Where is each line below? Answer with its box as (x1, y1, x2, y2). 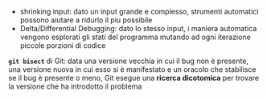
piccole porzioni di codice (19, 41, 106, 50)
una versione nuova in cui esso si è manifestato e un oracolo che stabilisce (8, 65, 257, 74)
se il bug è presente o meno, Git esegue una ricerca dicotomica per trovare (8, 73, 260, 82)
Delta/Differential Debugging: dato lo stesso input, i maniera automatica (19, 24, 257, 33)
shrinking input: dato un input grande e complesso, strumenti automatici (19, 7, 259, 16)
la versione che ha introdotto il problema (8, 81, 142, 91)
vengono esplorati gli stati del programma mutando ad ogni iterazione (19, 32, 251, 42)
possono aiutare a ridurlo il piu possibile (19, 15, 153, 25)
